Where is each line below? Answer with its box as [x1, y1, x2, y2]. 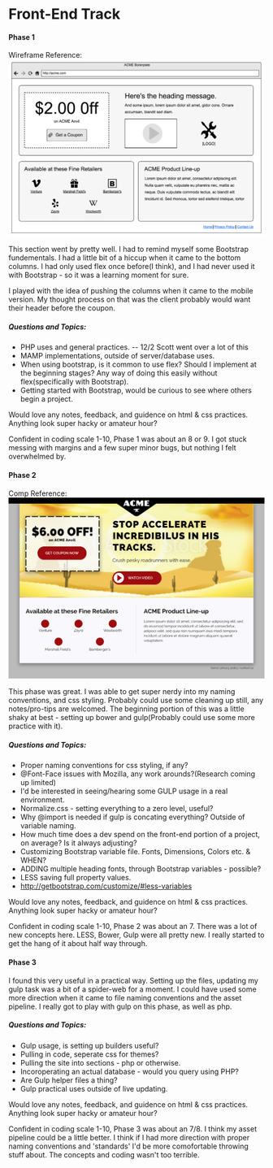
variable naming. [19, 821, 76, 831]
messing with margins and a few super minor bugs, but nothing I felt [8, 443, 237, 453]
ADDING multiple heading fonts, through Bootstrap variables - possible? [19, 864, 262, 874]
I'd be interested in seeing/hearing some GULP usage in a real [19, 786, 228, 797]
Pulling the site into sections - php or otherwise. [19, 1057, 181, 1067]
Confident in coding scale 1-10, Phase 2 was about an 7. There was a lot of [8, 922, 258, 931]
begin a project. [19, 394, 73, 404]
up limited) [19, 778, 57, 788]
